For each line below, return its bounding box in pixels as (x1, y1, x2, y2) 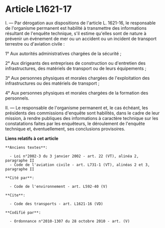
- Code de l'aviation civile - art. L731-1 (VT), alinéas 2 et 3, (9, 162, 150, 167)
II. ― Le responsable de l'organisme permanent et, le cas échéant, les (5, 105, 148, 111)
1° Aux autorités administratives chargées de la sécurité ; (5, 51, 122, 57)
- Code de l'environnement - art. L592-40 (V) (9, 184, 108, 189)
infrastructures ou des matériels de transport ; (5, 80, 100, 86)
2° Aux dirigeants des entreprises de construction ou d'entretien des (5, 60, 146, 66)
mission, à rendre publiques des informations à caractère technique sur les (5, 115, 159, 121)
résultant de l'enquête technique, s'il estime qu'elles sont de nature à (5, 30, 147, 36)
